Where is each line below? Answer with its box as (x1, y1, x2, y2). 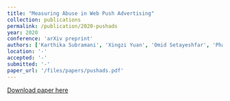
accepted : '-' (7, 55, 48, 61)
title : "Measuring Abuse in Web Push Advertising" (7, 10, 155, 17)
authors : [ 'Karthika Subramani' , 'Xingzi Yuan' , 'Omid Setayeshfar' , (7, 42, 210, 48)
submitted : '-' (7, 61, 51, 68)
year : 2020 (7, 29, 38, 36)
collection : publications (7, 16, 81, 23)
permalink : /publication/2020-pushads (7, 23, 118, 29)
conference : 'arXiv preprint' (7, 35, 94, 42)
